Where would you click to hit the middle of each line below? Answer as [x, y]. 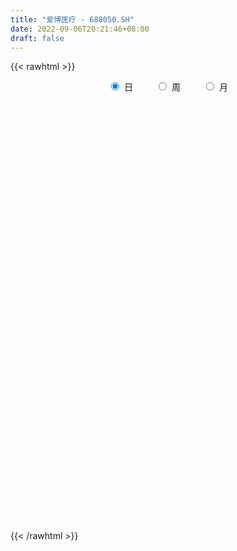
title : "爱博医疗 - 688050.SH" [72, 19]
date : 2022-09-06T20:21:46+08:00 [80, 29]
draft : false [37, 38]
